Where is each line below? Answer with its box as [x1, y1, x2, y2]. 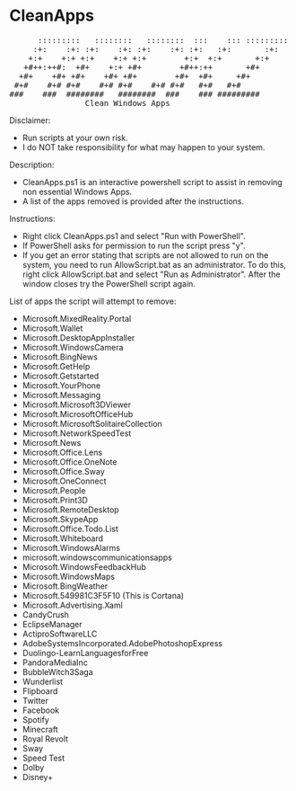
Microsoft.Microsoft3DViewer [22, 399, 132, 410]
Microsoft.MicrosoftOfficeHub [22, 408, 134, 419]
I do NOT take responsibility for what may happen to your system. [22, 141, 266, 153]
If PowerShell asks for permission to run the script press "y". [22, 240, 246, 251]
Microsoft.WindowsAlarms [22, 542, 121, 553]
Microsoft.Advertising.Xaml [22, 600, 123, 610]
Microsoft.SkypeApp [22, 513, 99, 524]
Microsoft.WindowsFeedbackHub [22, 561, 146, 572]
